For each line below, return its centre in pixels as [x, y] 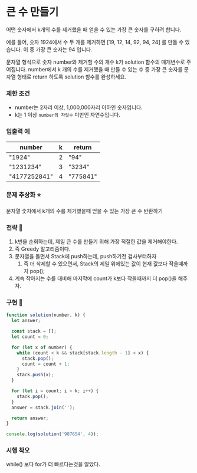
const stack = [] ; [34, 331]
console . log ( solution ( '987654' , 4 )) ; [52, 434]
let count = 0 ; [30, 337]
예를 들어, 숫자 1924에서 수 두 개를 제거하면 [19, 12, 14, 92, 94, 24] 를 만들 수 [95, 42]
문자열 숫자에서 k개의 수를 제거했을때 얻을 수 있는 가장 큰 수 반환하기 [85, 211]
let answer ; [26, 321]
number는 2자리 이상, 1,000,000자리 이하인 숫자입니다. [78, 107]
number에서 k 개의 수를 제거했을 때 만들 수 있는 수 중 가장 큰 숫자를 [105, 69]
